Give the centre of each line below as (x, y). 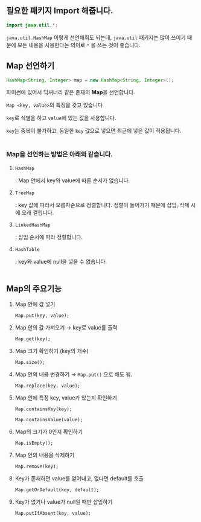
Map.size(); (30, 363)
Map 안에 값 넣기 (35, 304)
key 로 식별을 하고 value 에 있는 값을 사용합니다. (61, 118)
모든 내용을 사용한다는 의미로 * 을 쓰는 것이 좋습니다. (79, 45)
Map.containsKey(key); (43, 409)
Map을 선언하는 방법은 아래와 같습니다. (59, 154)
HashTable (27, 249)
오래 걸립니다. (38, 212)
